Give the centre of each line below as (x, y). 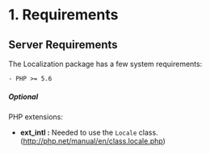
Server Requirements (63, 45)
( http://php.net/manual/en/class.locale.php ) (92, 141)
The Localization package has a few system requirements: (105, 64)
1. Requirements (63, 15)
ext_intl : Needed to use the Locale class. (89, 132)
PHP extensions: (36, 117)
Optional (23, 96)
